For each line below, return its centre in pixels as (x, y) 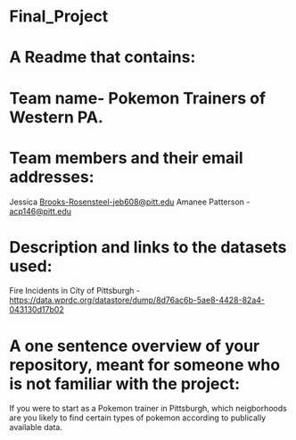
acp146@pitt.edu (41, 211)
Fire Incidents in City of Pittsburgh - (75, 291)
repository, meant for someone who (145, 365)
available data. (36, 428)
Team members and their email (126, 158)
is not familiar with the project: (125, 383)
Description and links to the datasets (148, 247)
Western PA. (57, 117)
